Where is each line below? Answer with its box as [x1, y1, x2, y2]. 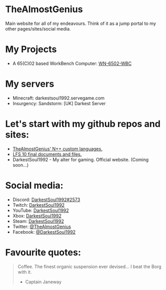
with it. [17, 269, 32, 275]
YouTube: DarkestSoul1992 [12, 207, 69, 213]
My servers [5, 78, 55, 90]
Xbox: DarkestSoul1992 [12, 212, 62, 219]
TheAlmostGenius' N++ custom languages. [12, 146, 103, 152]
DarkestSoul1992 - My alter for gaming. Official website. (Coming [12, 156, 149, 163]
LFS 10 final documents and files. [12, 151, 82, 157]
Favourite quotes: [5, 246, 81, 258]
